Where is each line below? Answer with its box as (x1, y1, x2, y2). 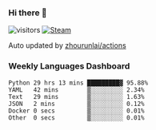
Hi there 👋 (8, 7, 48, 18)
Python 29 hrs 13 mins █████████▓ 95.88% (8, 79, 149, 87)
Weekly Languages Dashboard (8, 61, 130, 72)
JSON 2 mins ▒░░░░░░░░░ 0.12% (8, 100, 146, 108)
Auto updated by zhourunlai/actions (8, 41, 126, 50)
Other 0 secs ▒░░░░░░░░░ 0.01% (8, 113, 146, 122)
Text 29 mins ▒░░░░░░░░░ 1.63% (8, 93, 146, 100)
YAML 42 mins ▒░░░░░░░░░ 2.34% (8, 85, 146, 94)
